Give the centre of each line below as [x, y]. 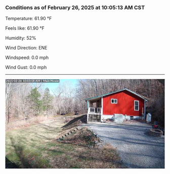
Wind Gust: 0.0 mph [26, 68]
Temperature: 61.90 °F [29, 19]
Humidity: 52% [21, 38]
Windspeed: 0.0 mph [27, 57]
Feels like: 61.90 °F [25, 28]
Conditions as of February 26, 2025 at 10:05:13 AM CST [75, 8]
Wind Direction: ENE [26, 48]
